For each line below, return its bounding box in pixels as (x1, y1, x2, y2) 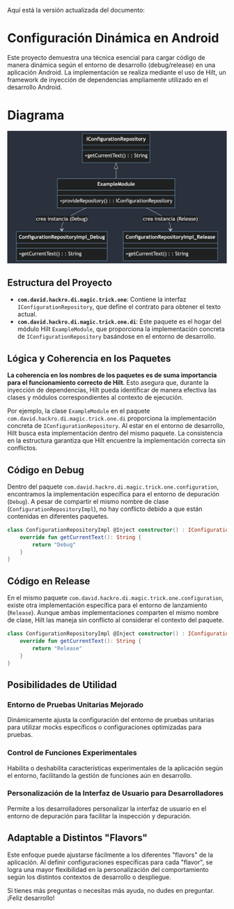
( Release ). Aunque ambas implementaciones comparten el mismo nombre (7, 609, 219, 617)
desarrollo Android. (7, 83, 63, 91)
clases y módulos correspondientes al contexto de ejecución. (7, 393, 184, 402)
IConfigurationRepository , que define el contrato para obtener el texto (17, 303, 221, 311)
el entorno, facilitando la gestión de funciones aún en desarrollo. (7, 771, 193, 779)
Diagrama (7, 107, 65, 123)
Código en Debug (7, 464, 85, 476)
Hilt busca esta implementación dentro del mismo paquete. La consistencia (7, 429, 223, 438)
